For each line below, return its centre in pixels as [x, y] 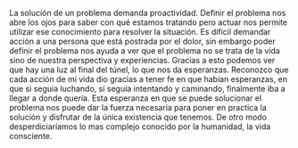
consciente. [31, 136]
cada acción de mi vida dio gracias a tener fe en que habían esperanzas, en [149, 79]
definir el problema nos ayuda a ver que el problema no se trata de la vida [145, 51]
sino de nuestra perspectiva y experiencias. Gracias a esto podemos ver [142, 60]
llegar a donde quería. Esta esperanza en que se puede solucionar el [136, 98]
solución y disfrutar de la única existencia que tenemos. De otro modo [138, 117]
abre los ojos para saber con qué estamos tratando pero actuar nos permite [149, 22]
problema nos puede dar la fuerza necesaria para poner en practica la [138, 107]
